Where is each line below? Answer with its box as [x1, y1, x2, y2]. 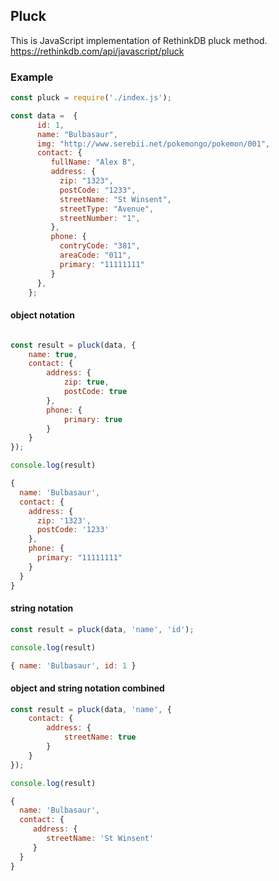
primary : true [63, 414, 123, 424]
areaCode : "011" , [59, 250, 132, 261]
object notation [10, 309, 76, 321]
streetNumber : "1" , [59, 213, 141, 223]
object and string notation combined [10, 682, 165, 694]
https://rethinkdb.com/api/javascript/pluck [10, 45, 185, 57]
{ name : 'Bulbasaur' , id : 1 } [10, 660, 137, 671]
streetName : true [63, 732, 137, 743]
